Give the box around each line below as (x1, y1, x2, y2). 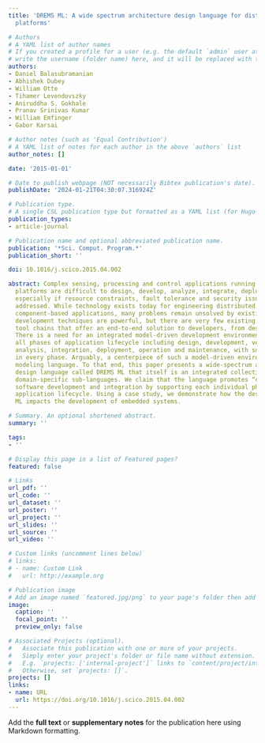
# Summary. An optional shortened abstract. (8, 412, 157, 420)
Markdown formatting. (8, 726, 80, 735)
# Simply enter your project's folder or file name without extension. (8, 651, 256, 660)
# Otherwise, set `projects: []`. (8, 666, 129, 674)
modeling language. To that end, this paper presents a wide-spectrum (15, 360, 252, 368)
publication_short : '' (8, 251, 83, 259)
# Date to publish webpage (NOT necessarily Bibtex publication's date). (8, 179, 256, 187)
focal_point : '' (15, 616, 69, 624)
